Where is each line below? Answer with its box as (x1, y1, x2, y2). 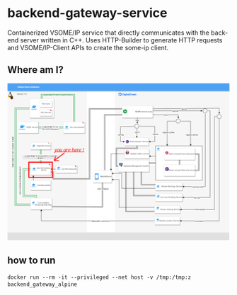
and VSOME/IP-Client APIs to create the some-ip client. (7, 43, 169, 52)
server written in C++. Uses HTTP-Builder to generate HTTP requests (20, 35, 223, 44)
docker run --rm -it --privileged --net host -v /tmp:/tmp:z (7, 274, 192, 281)
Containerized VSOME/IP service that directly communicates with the (7, 28, 210, 37)
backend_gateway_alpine (7, 281, 78, 288)
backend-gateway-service (7, 5, 168, 21)
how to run (7, 254, 56, 266)
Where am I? (7, 64, 64, 76)
